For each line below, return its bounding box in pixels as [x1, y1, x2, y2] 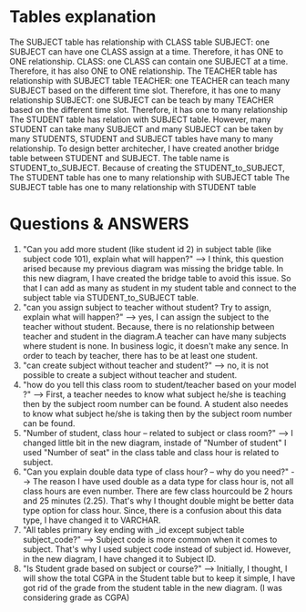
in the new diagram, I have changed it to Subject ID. [22, 553, 217, 564]
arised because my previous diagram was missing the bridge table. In [22, 262, 284, 274]
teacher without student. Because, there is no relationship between [22, 321, 275, 331]
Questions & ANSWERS [9, 214, 189, 234]
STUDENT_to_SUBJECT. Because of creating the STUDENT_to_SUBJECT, [9, 162, 285, 173]
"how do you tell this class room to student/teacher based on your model [22, 379, 297, 390]
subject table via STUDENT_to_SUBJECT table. [22, 291, 199, 302]
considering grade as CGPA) [22, 592, 130, 603]
